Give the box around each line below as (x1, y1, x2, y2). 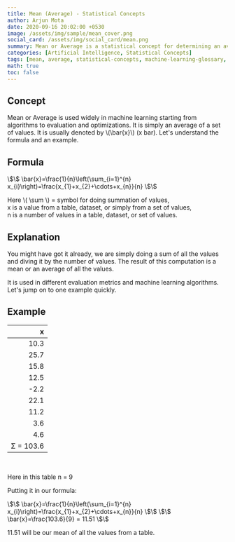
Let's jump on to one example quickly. (7, 285, 117, 294)
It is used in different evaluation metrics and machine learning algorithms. (7, 278, 219, 286)
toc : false (7, 69, 39, 76)
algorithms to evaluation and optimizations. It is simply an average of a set (7, 121, 221, 130)
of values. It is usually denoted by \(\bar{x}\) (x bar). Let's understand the (7, 128, 219, 137)
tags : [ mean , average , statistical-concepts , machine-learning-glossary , (7, 56, 227, 63)
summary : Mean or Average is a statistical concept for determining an (7, 43, 220, 50)
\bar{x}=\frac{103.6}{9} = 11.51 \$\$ (7, 515, 110, 523)
